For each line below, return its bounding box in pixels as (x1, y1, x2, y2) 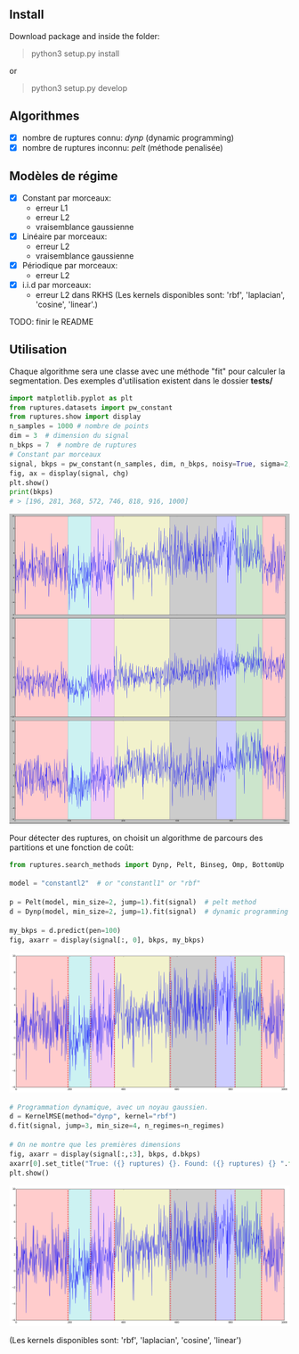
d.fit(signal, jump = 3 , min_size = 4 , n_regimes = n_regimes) (9, 1121, 225, 1131)
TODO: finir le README (9, 316, 94, 326)
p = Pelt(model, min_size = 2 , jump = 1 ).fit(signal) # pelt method (9, 898, 256, 907)
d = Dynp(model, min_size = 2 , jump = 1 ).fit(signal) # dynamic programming (9, 907, 289, 917)
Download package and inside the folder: (9, 30, 160, 41)
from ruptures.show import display (9, 412, 141, 422)
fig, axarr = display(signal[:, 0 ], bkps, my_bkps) (9, 936, 205, 945)
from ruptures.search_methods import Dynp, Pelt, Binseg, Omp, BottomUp (9, 860, 285, 869)
